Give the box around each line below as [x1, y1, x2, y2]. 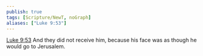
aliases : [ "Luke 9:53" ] [6, 20, 67, 26]
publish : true [6, 8, 43, 15]
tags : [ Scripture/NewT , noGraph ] [6, 14, 91, 20]
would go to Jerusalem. [6, 43, 66, 50]
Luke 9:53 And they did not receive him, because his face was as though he [6, 37, 197, 44]
